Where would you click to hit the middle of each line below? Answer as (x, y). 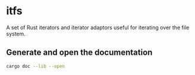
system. (16, 33)
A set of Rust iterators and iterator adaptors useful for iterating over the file (98, 27)
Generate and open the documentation (79, 53)
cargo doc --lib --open (36, 66)
